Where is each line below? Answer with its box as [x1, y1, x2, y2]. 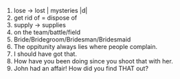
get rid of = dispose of [13, 14, 78, 22]
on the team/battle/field [13, 28, 81, 36]
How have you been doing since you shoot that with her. [13, 57, 173, 65]
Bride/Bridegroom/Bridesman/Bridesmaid [13, 35, 131, 44]
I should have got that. [13, 50, 78, 58]
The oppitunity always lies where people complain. [13, 43, 158, 50]
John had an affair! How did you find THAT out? [13, 65, 149, 72]
